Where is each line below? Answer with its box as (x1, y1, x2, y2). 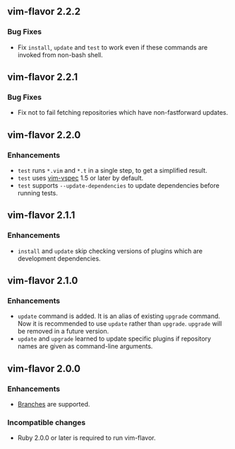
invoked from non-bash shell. (17, 50, 104, 59)
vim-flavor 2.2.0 (7, 129, 81, 141)
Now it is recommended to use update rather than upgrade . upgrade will (17, 319, 222, 328)
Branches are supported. (17, 400, 90, 409)
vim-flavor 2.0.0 (7, 363, 81, 375)
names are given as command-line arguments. (17, 342, 153, 351)
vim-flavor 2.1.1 (7, 209, 76, 222)
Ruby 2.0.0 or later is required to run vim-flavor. (17, 433, 157, 442)
